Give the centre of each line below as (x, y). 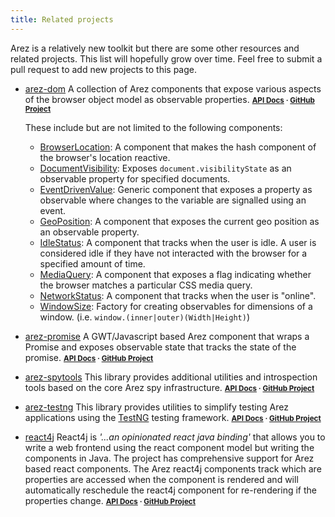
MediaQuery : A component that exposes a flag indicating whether (175, 274)
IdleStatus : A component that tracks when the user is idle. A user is (178, 242)
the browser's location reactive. (105, 157)
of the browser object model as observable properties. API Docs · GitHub (169, 99)
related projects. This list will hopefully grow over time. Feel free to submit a (166, 58)
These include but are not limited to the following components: (153, 127)
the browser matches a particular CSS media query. (146, 285)
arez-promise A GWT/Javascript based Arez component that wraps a (167, 336)
